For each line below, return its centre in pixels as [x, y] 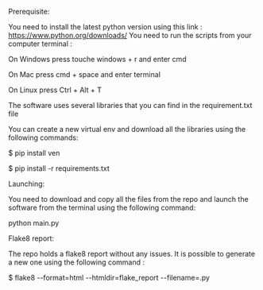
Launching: [27, 184]
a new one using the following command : [77, 262]
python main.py [34, 223]
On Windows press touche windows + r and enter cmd [97, 59]
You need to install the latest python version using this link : [105, 27]
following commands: [43, 137]
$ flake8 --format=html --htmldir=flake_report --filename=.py [109, 278]
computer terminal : [41, 44]
